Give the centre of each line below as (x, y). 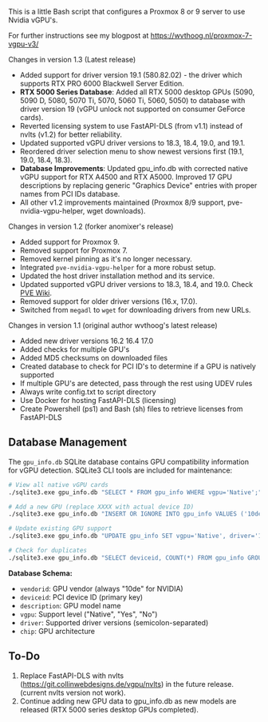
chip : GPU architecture (57, 631)
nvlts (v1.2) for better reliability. (71, 134)
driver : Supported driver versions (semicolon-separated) (114, 622)
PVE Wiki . (36, 293)
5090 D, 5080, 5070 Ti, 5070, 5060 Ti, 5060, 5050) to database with (132, 100)
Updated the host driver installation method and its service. (117, 276)
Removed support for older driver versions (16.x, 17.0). (108, 301)
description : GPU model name (70, 605)
